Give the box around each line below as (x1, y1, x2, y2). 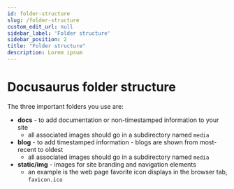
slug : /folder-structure (7, 17, 80, 24)
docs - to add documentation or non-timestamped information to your (17, 116, 219, 124)
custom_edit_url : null (7, 23, 73, 30)
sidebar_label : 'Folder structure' (7, 29, 111, 37)
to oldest (37, 145, 64, 153)
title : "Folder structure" (7, 43, 86, 50)
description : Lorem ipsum (7, 50, 82, 56)
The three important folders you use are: (7, 102, 124, 110)
